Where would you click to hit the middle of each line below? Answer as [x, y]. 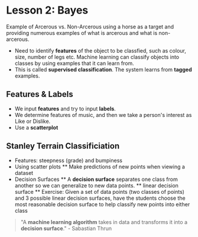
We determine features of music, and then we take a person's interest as [103, 115]
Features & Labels [40, 94]
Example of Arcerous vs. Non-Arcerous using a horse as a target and [90, 27]
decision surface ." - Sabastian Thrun [66, 228]
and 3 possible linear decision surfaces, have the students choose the [100, 198]
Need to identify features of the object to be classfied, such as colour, [100, 50]
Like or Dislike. [33, 121]
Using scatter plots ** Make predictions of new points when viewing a [100, 167]
